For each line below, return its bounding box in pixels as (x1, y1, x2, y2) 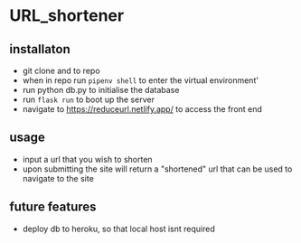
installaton (9, 42, 71, 57)
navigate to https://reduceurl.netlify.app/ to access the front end (22, 104, 262, 114)
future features (9, 200, 97, 215)
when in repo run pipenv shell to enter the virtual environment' (22, 75, 259, 86)
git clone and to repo (22, 65, 101, 76)
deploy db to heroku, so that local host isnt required (22, 223, 215, 234)
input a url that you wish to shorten (22, 154, 153, 164)
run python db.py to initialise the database (22, 85, 180, 95)
